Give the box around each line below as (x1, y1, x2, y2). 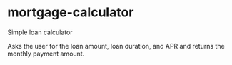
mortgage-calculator (7, 4, 134, 21)
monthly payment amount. (7, 49, 85, 58)
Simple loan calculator (7, 28, 73, 36)
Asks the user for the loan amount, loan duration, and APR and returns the (7, 41, 225, 50)
